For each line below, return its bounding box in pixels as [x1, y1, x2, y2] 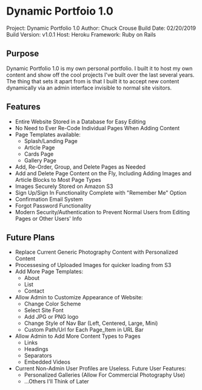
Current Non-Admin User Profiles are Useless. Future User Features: [15, 365, 186, 372]
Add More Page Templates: [15, 268, 84, 275]
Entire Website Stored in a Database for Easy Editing [15, 117, 146, 125]
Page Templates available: [15, 131, 81, 138]
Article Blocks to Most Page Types [15, 176, 101, 183]
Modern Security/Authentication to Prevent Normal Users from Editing [15, 208, 190, 215]
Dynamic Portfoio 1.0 [6, 4, 113, 18]
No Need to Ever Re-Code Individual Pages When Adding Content [15, 124, 180, 131]
